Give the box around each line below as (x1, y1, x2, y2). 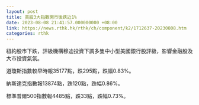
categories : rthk (6, 31, 49, 37)
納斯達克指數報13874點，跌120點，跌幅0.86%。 (6, 80, 123, 87)
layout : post (6, 8, 38, 15)
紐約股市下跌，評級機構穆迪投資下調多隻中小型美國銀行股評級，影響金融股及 (6, 48, 193, 55)
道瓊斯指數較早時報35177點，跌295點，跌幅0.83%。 (6, 67, 134, 74)
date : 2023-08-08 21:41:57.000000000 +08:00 (6, 19, 118, 25)
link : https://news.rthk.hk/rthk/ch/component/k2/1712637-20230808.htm (6, 25, 187, 31)
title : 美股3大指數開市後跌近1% (6, 14, 77, 20)
